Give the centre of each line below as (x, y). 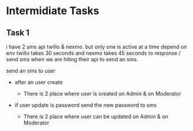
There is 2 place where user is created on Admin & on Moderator (102, 94)
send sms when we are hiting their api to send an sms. (72, 59)
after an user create (39, 82)
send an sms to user (31, 71)
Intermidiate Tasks (53, 11)
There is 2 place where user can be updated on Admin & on (96, 117)
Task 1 (18, 33)
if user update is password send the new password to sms (86, 105)
